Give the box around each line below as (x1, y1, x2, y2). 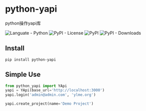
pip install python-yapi (5, 57, 56, 62)
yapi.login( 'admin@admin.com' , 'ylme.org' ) (5, 92, 96, 97)
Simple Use (5, 70, 41, 79)
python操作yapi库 (5, 20, 41, 26)
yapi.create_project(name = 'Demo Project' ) (5, 101, 94, 106)
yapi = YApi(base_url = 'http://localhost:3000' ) (5, 88, 105, 93)
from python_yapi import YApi (5, 83, 68, 89)
